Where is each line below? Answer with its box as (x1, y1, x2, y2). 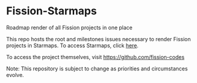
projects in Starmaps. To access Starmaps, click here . (6, 42, 139, 49)
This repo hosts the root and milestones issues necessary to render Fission (6, 35, 191, 42)
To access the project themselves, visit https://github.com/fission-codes (6, 53, 185, 60)
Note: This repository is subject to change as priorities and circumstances (6, 64, 188, 72)
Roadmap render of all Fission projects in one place (6, 24, 133, 31)
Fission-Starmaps (6, 4, 97, 18)
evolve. (6, 71, 24, 78)
